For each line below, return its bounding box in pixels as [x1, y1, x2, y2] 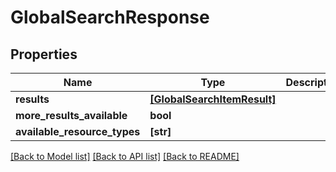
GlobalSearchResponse [10, 6, 210, 29]
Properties [10, 46, 78, 63]
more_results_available [15, 109, 128, 122]
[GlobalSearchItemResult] [149, 92, 277, 106]
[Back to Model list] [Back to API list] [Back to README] [10, 151, 240, 162]
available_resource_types [15, 125, 141, 138]
